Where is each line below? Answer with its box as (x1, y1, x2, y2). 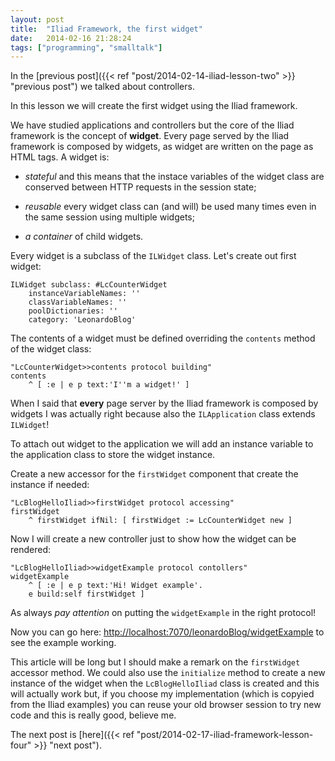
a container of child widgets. (24, 231, 144, 243)
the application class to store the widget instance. (10, 449, 216, 461)
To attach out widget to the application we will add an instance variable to (10, 438, 314, 450)
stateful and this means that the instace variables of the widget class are (24, 171, 325, 183)
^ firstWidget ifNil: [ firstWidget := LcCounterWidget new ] (28, 516, 293, 526)
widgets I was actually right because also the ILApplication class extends (10, 408, 316, 420)
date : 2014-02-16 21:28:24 (10, 33, 132, 43)
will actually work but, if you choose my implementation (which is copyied (10, 688, 315, 700)
